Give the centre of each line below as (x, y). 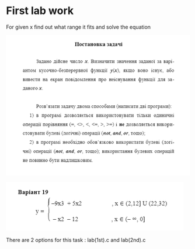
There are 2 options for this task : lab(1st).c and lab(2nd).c (76, 240)
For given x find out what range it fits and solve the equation (78, 27)
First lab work (40, 11)
